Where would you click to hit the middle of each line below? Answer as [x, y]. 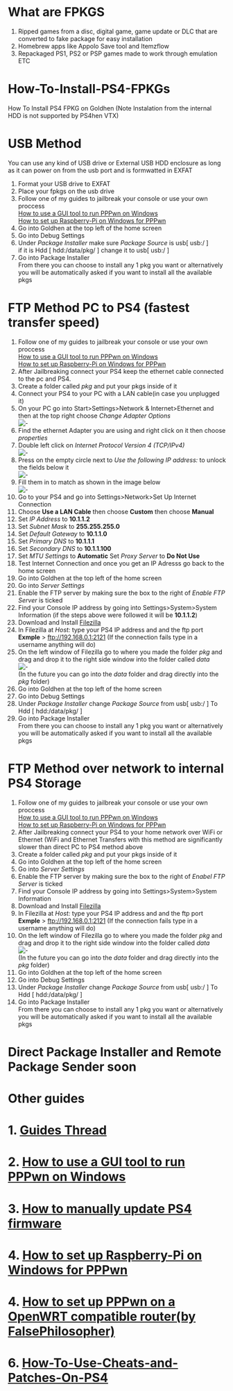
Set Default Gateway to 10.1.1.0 [62, 534]
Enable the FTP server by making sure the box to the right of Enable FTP [121, 593]
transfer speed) [54, 322]
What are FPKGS [56, 12]
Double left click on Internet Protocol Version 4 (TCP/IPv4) [101, 445]
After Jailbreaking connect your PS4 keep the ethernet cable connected [121, 371]
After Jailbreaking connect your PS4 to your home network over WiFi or [120, 832]
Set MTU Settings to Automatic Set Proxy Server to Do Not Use [109, 556]
